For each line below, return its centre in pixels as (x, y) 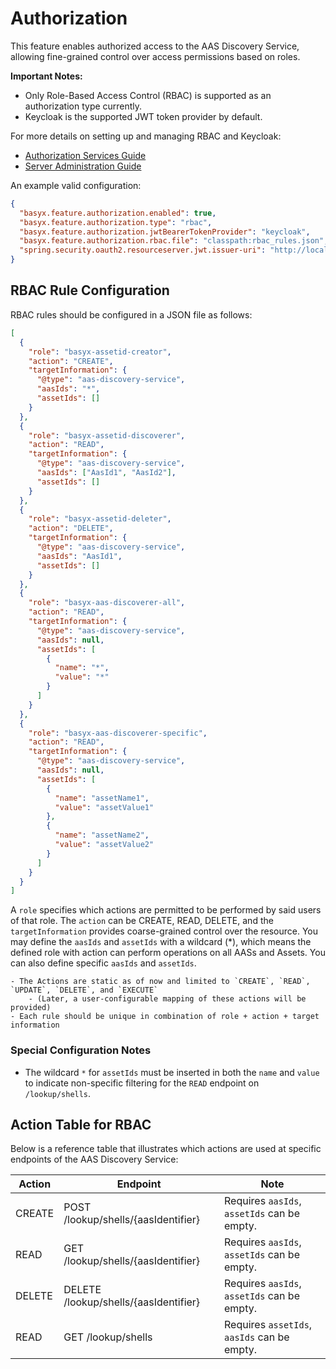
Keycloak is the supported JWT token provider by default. (143, 116)
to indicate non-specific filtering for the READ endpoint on (142, 1083)
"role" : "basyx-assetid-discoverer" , (107, 435)
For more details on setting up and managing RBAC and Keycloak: (146, 136)
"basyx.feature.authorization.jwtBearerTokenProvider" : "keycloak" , (165, 232)
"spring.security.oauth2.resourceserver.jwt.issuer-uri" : (143, 250)
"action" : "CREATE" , (71, 361)
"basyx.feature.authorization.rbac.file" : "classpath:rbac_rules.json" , (174, 241)
